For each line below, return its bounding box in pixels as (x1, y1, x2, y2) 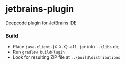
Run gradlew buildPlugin (12, 49, 65, 55)
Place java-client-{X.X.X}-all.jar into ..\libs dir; (12, 44, 120, 50)
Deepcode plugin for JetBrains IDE (5, 20, 77, 26)
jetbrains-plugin (5, 3, 74, 15)
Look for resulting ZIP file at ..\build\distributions (12, 54, 121, 60)
